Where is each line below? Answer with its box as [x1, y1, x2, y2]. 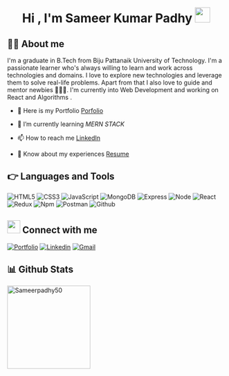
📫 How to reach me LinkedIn [17, 134, 101, 142]
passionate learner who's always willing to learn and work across [7, 64, 193, 72]
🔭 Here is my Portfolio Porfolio [17, 107, 104, 114]
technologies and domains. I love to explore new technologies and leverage [7, 71, 223, 79]
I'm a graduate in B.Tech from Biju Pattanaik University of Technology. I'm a [7, 56, 223, 64]
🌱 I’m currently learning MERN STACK [17, 120, 125, 128]
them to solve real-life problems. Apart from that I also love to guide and [7, 78, 212, 87]
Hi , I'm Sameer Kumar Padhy [21, 10, 192, 26]
